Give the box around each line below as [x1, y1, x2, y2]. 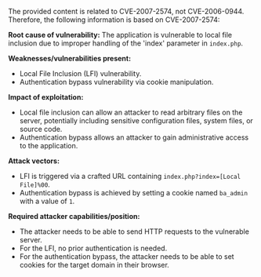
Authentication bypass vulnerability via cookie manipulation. [19, 78, 214, 86]
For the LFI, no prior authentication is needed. [19, 243, 168, 253]
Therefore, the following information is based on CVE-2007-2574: [8, 15, 220, 24]
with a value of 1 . [19, 196, 75, 206]
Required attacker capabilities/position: [8, 212, 140, 221]
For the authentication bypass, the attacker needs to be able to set [19, 252, 234, 261]
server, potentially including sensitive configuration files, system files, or [19, 116, 253, 125]
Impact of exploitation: [8, 93, 84, 101]
